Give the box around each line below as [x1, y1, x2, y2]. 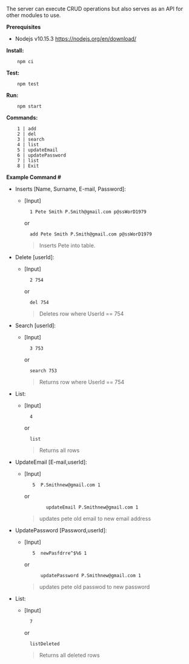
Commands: [6, 114, 38, 121]
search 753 [29, 368, 58, 374]
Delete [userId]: [15, 254, 55, 260]
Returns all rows [39, 447, 80, 454]
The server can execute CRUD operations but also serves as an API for [6, 5, 184, 12]
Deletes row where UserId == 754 [39, 310, 124, 317]
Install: [6, 47, 24, 54]
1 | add [17, 126, 36, 132]
